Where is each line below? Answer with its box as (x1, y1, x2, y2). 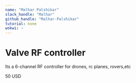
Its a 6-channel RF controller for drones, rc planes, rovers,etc (5, 64, 131, 70)
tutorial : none (5, 21, 37, 26)
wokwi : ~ (5, 26, 23, 31)
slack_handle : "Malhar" (5, 12, 55, 17)
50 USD (5, 73, 21, 80)
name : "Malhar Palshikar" (5, 7, 59, 12)
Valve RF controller (5, 47, 86, 59)
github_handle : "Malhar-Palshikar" (5, 16, 79, 21)
